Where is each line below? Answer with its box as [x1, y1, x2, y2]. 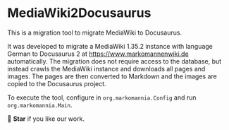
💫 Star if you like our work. [7, 114, 85, 123]
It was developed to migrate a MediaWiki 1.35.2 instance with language [7, 42, 213, 50]
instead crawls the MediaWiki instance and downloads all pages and [7, 64, 206, 73]
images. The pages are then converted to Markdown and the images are [7, 72, 217, 81]
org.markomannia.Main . [7, 100, 73, 109]
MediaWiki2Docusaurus [7, 5, 151, 21]
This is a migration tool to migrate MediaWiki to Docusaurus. [7, 28, 182, 37]
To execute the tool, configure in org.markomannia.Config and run [7, 93, 197, 102]
